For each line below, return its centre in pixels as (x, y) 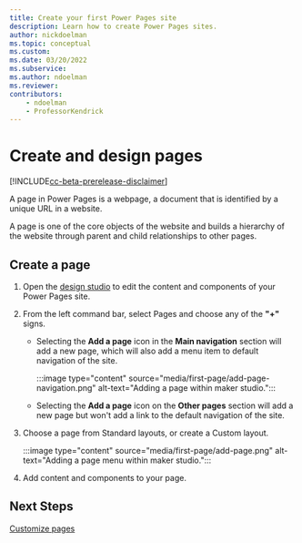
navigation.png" (66, 388)
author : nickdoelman (49, 35)
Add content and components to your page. (104, 478)
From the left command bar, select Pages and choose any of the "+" (151, 314)
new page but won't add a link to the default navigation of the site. (160, 415)
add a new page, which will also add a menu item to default (147, 351)
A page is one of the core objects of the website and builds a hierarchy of (147, 226)
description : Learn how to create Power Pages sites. (114, 26)
